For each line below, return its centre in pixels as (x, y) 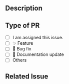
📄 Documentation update (38, 54)
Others (19, 60)
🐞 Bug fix (22, 49)
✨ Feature (23, 43)
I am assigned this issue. (38, 38)
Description (24, 8)
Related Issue (27, 76)
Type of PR (22, 25)
